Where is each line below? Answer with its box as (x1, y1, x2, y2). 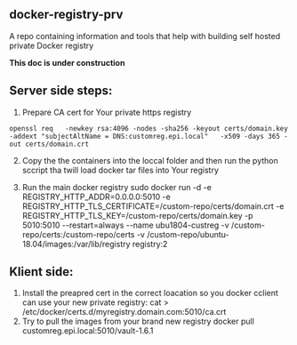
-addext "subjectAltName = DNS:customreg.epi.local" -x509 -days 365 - (9, 132, 289, 140)
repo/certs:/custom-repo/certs (21, 229, 135, 239)
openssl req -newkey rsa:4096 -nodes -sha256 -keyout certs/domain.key (9, 124, 289, 132)
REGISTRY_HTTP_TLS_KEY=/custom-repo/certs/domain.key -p (21, 210, 253, 221)
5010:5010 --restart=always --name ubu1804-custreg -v (21, 220, 229, 230)
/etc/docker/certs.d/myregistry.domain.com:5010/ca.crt (21, 307, 227, 317)
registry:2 (132, 238, 168, 249)
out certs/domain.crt (9, 140, 90, 148)
